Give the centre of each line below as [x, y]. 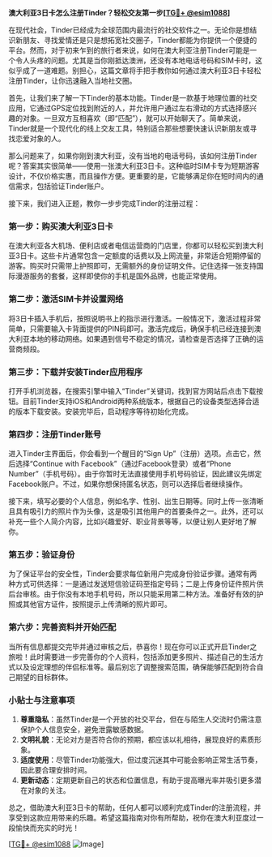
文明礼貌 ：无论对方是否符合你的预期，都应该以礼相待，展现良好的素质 [137, 740]
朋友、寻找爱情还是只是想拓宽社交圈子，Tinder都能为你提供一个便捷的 [140, 40]
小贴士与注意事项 [42, 700]
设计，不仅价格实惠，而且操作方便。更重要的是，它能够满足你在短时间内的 [132, 176]
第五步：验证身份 [42, 555]
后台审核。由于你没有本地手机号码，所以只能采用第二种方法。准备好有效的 [132, 594]
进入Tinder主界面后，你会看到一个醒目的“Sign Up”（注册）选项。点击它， [131, 454]
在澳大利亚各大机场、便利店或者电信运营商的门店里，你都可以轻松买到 [125, 246]
